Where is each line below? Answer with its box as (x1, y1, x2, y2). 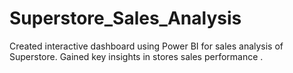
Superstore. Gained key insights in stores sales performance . (9, 50, 264, 62)
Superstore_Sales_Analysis (9, 7, 242, 30)
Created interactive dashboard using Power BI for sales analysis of (9, 40, 284, 52)
